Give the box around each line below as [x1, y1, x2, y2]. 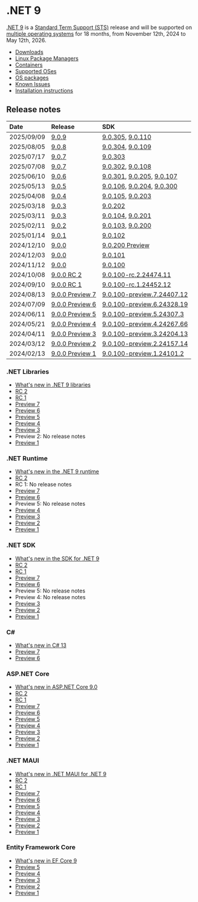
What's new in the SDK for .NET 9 [15, 555, 100, 562]
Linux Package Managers [15, 55, 79, 62]
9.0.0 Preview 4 [51, 319, 97, 328]
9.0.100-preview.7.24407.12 [102, 290, 188, 299]
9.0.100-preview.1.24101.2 [102, 349, 185, 357]
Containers [15, 61, 43, 68]
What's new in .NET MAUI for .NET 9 [15, 770, 107, 777]
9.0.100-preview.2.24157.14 [102, 339, 188, 348]
